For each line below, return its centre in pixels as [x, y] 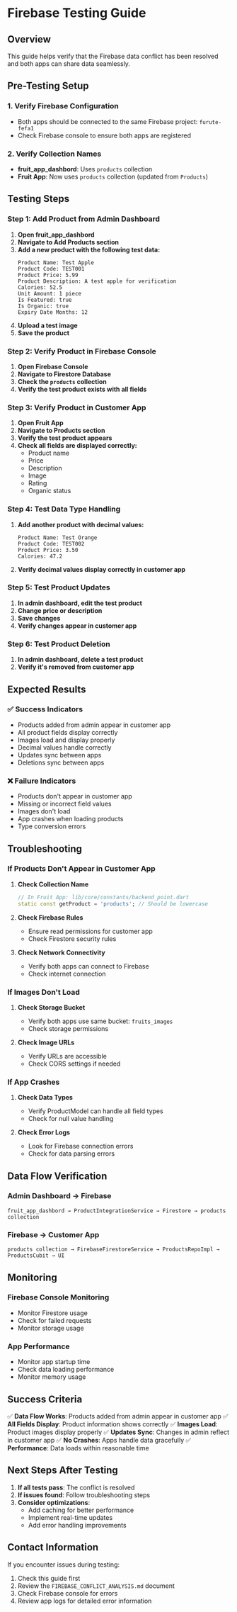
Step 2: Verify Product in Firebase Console [82, 351]
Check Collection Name [53, 884]
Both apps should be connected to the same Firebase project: [108, 121]
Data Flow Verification [57, 1176]
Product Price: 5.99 [48, 275]
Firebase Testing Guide [77, 13]
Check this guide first [49, 1578]
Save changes [39, 618]
